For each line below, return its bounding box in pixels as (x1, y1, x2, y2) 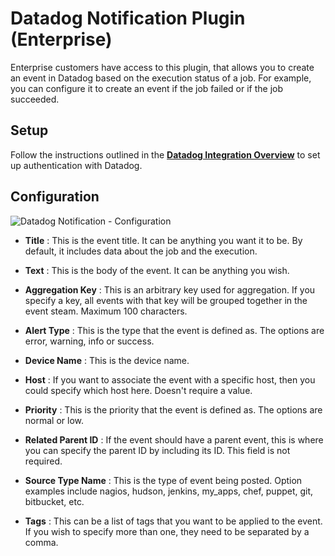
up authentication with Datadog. (10, 159, 143, 171)
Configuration (10, 188, 100, 206)
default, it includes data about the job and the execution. (24, 245, 258, 257)
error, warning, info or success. (24, 335, 155, 347)
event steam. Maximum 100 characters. (24, 305, 188, 317)
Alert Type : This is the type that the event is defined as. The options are (24, 324, 325, 336)
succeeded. (10, 93, 60, 105)
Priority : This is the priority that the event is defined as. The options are (24, 403, 323, 416)
